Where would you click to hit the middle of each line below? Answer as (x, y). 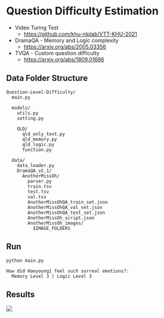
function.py (37, 150)
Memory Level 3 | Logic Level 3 (52, 276)
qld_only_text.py (44, 134)
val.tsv (37, 197)
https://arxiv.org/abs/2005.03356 (65, 47)
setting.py (30, 118)
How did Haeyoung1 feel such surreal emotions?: (68, 271)
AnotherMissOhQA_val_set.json (65, 207)
